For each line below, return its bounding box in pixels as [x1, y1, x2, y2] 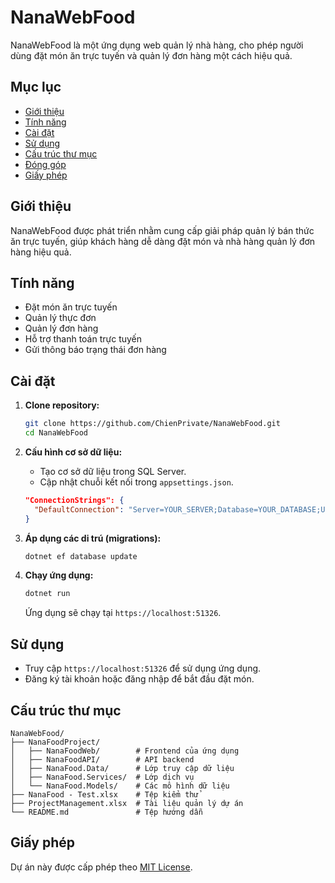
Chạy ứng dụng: [24, 569, 94, 581]
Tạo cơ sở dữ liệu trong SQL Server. [39, 465, 187, 477]
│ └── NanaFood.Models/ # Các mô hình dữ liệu [10, 781, 230, 791]
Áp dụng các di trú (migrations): [24, 532, 162, 544]
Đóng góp [24, 158, 67, 170]
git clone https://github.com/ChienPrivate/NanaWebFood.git [24, 419, 281, 429]
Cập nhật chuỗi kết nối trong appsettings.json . [39, 476, 234, 488]
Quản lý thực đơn [24, 312, 97, 324]
